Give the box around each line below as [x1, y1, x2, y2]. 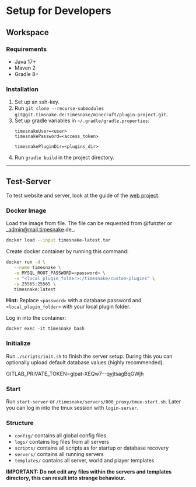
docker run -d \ [6, 259, 45, 265]
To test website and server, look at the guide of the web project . [6, 192, 160, 199]
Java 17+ [14, 58, 36, 65]
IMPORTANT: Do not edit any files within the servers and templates [6, 468, 172, 475]
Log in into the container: [6, 315, 66, 322]
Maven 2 [14, 64, 36, 71]
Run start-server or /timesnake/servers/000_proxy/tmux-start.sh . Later [6, 398, 181, 405]
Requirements [6, 45, 47, 53]
